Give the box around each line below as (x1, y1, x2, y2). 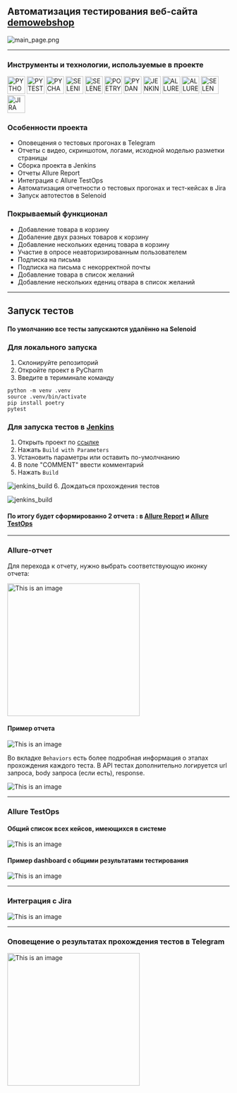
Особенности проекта (7, 123, 88, 133)
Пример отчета (7, 724, 55, 733)
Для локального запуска (7, 342, 97, 352)
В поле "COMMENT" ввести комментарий (17, 461, 144, 469)
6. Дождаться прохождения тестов (54, 482, 160, 490)
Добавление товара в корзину (17, 225, 109, 233)
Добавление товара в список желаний (17, 270, 135, 279)
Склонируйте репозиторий (17, 358, 99, 366)
